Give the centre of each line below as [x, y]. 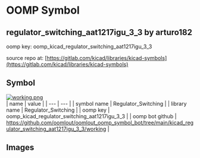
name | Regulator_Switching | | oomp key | [58, 110]
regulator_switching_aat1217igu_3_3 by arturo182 [99, 32]
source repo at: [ [26, 58]
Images [20, 148]
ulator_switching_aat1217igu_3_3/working [56, 129]
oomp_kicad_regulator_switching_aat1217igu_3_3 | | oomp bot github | [91, 116]
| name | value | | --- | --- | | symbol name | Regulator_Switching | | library [96, 103]
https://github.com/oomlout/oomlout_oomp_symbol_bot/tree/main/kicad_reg [100, 122]
